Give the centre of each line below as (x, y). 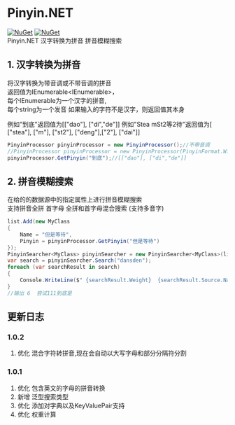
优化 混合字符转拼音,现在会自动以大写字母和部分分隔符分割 (102, 353)
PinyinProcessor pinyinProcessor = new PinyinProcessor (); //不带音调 (108, 145)
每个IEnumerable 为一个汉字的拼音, (57, 100)
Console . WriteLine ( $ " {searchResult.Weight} (86, 280)
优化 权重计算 (37, 414)
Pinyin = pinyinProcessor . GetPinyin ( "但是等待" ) (90, 241)
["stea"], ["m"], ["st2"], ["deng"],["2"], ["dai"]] (74, 132)
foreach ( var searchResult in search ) (64, 267)
